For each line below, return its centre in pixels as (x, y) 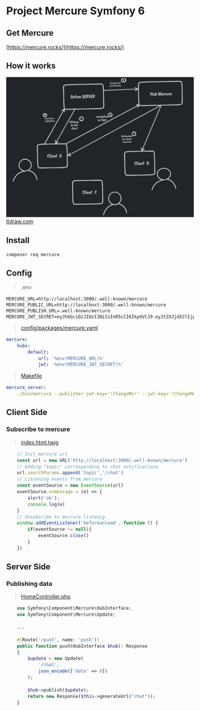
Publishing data (29, 584)
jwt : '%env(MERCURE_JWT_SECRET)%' (81, 364)
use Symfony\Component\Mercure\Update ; (66, 615)
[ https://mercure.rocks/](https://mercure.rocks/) (65, 47)
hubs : (24, 346)
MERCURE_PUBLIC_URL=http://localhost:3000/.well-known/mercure (86, 305)
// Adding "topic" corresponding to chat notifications (88, 467)
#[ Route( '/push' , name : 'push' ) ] (58, 640)
